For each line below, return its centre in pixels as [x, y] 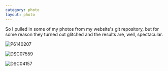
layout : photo [20, 15]
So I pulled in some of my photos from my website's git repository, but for [82, 29]
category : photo [22, 10]
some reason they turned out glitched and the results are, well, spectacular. [84, 34]
